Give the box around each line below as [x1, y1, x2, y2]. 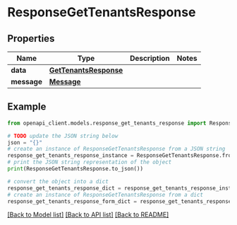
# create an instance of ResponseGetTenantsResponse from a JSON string [7, 146, 226, 153]
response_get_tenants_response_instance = [7, 152, 134, 159]
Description [129, 54, 171, 63]
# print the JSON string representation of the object [7, 158, 172, 166]
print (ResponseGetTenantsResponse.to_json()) [7, 166, 143, 173]
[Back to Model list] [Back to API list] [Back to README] [7, 210, 169, 219]
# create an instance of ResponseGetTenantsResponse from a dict [7, 191, 203, 198]
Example [7, 100, 47, 113]
